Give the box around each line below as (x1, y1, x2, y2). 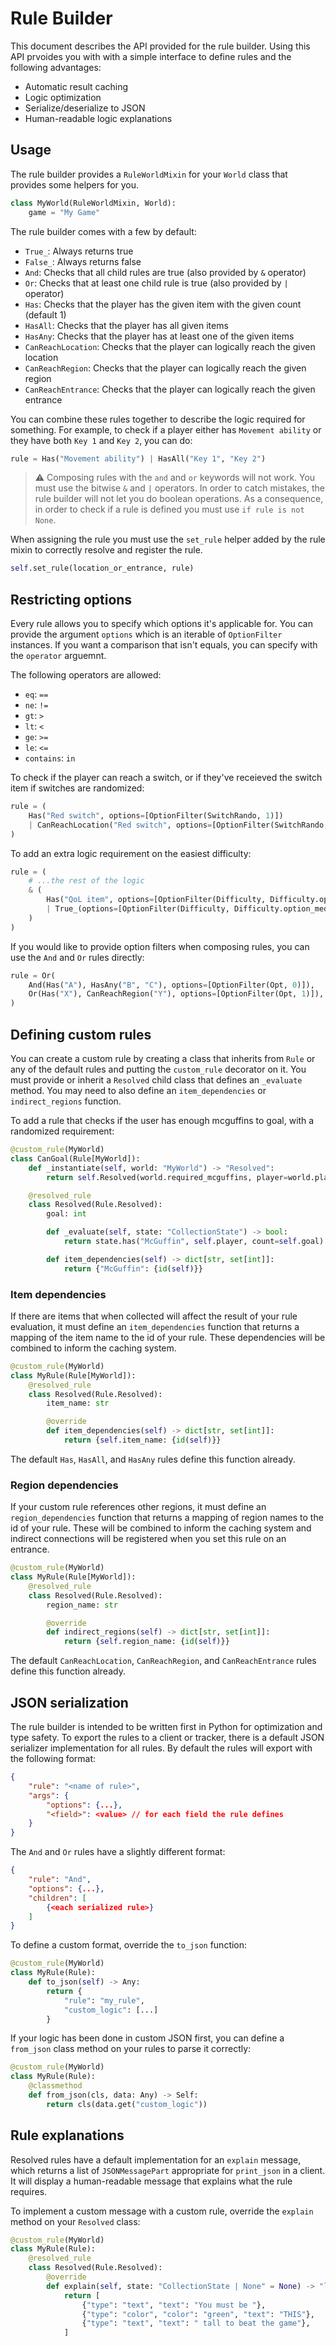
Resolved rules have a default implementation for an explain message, (10, 2153, 302, 2166)
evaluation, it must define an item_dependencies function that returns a (10, 1320, 300, 1332)
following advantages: (10, 61, 102, 73)
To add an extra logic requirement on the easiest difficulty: (10, 847, 252, 859)
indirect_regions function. (10, 1095, 122, 1107)
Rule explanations (10, 2127, 125, 2144)
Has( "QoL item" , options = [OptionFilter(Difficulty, (46, 895, 267, 905)
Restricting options (10, 591, 133, 608)
